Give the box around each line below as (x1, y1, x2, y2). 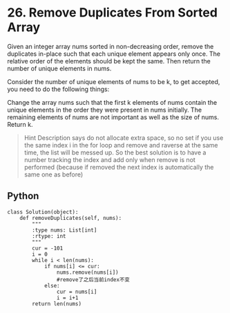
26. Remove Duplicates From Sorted (7, 5, 218, 21)
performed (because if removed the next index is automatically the (23, 163, 214, 171)
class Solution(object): (7, 208, 79, 215)
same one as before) (23, 170, 84, 179)
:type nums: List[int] (32, 226, 97, 234)
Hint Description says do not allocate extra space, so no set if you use (23, 133, 224, 142)
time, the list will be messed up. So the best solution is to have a (23, 148, 207, 156)
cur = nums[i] (56, 288, 97, 295)
